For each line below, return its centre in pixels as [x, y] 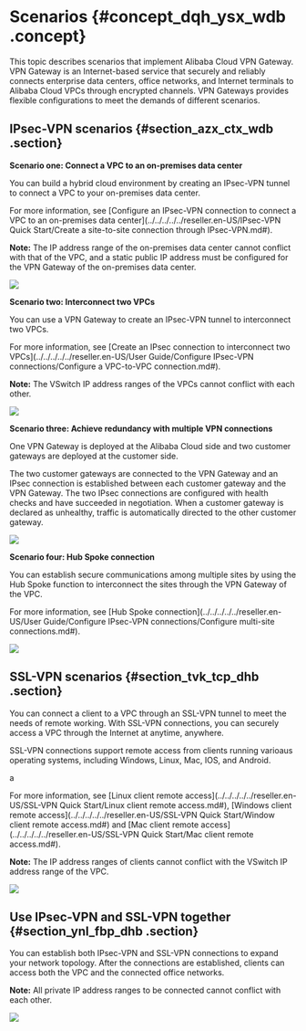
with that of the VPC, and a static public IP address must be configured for [149, 257]
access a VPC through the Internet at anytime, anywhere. [117, 732]
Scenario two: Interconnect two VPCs [82, 301]
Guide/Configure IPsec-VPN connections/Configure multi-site [159, 621]
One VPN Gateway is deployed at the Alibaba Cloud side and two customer [150, 446]
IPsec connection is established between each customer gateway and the [148, 483]
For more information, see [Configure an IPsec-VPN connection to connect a [153, 210]
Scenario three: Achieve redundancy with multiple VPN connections [141, 428]
